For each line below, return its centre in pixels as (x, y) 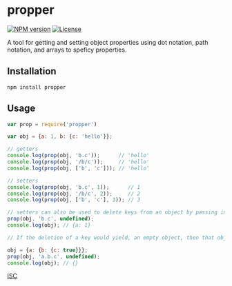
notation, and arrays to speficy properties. (67, 50)
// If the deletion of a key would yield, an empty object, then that (111, 237)
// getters (23, 149)
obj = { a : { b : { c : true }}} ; (48, 250)
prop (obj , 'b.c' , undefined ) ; (51, 219)
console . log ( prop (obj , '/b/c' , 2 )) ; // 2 (74, 194)
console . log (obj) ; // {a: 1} (49, 225)
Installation (32, 71)
